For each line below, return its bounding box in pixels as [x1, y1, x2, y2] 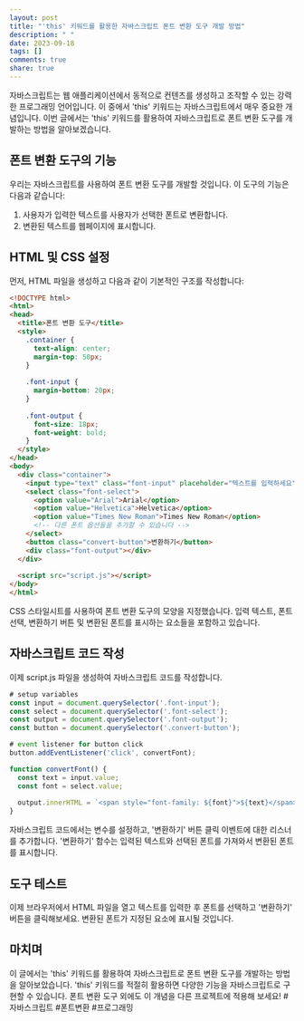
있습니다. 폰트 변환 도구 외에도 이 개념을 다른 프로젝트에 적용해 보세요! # [35, 990, 290, 1001]
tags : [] [9, 47, 43, 56]
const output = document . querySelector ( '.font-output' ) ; [9, 715, 229, 725]
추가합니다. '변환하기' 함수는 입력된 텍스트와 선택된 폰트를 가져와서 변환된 [18, 835, 278, 847]
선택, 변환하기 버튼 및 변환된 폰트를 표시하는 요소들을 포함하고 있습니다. [9, 617, 261, 628]
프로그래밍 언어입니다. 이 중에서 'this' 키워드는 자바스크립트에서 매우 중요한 [18, 101, 283, 111]
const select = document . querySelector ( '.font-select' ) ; [9, 707, 229, 716]
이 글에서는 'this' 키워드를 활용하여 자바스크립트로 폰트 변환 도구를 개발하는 [9, 968, 274, 978]
